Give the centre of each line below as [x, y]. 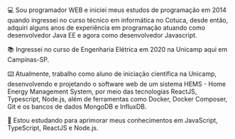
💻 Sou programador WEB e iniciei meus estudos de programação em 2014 [117, 10]
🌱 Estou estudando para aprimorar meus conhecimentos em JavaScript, [113, 120]
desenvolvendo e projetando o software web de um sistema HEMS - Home [116, 84]
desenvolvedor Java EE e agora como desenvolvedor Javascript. [102, 35]
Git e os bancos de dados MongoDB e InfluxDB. [77, 106]
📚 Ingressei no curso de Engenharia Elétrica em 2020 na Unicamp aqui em [117, 49]
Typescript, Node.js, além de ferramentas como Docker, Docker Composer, [117, 99]
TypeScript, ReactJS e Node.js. [53, 128]
